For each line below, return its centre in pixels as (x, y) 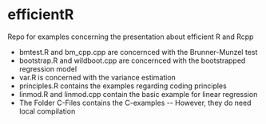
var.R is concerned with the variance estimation (97, 77)
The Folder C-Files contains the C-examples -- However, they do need (135, 103)
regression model (48, 68)
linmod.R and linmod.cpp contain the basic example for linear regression (138, 94)
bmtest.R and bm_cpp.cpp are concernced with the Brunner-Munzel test (138, 52)
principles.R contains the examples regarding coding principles (123, 86)
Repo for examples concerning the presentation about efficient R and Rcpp (131, 37)
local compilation (47, 111)
